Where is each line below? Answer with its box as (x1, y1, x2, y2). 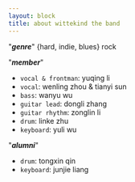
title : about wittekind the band (8, 19, 121, 28)
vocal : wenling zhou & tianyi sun (19, 82, 127, 91)
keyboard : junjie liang (19, 164, 89, 174)
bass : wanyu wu (19, 90, 73, 99)
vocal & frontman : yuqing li (19, 73, 110, 83)
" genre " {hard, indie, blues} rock (8, 41, 117, 51)
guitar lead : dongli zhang (19, 99, 107, 108)
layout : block (8, 11, 56, 20)
